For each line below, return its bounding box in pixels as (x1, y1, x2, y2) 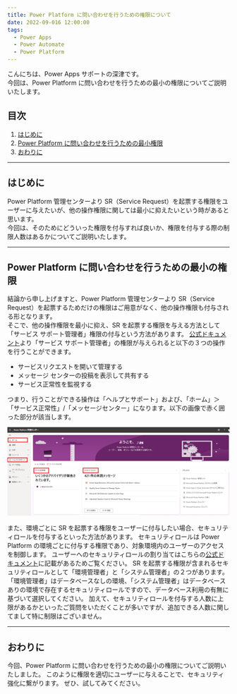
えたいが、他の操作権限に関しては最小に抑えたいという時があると (37, 205, 229, 214)
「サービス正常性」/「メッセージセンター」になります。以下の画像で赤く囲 (7, 404, 226, 413)
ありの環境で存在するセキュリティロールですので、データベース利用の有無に (7, 585, 229, 594)
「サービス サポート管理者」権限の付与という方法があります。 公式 (7, 330, 202, 339)
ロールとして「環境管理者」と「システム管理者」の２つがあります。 (31, 568, 229, 576)
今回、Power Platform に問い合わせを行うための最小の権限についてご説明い (7, 662, 227, 670)
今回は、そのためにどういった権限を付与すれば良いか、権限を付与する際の (7, 223, 224, 232)
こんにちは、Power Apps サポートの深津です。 (7, 70, 143, 78)
